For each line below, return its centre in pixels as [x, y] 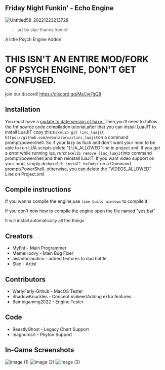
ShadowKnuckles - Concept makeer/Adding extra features [72, 297]
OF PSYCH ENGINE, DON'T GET [71, 70]
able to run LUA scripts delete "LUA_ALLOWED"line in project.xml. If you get [83, 147]
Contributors [25, 279]
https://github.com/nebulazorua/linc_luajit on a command [67, 137]
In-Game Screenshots [40, 350]
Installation [23, 110]
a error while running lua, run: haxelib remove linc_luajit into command [79, 153]
